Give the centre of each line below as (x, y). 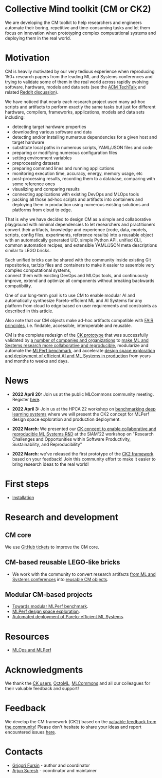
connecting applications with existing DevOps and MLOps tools (75, 194)
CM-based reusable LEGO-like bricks (63, 562)
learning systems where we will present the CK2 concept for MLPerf (81, 414)
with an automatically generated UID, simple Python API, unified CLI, (73, 240)
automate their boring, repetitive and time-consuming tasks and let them (78, 27)
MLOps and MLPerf (32, 650)
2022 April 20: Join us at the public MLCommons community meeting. (83, 394)
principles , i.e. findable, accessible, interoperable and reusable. (69, 325)
